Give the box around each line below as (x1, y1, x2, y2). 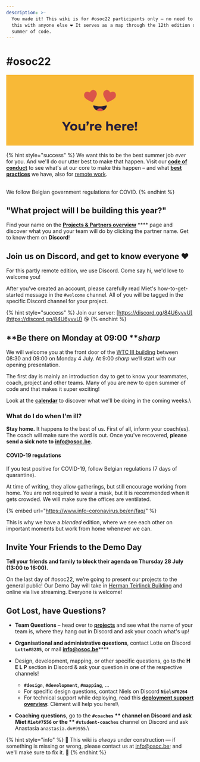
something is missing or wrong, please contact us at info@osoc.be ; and (6, 742, 182, 750)
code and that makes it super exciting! (6, 385, 100, 393)
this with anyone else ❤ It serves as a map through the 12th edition (11, 22, 190, 28)
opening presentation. (6, 361, 61, 369)
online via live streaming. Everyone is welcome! (6, 589, 123, 596)
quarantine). (6, 471, 36, 478)
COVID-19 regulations (6, 452, 61, 459)
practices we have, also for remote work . (6, 170, 108, 178)
